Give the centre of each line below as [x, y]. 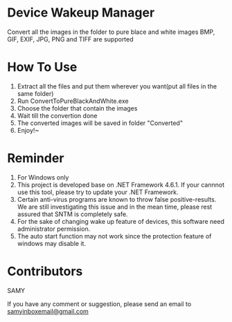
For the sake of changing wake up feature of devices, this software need [121, 221]
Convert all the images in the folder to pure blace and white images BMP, [111, 32]
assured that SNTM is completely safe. [72, 214]
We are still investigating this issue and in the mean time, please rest [115, 207]
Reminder [36, 159]
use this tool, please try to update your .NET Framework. [98, 192]
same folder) [35, 93]
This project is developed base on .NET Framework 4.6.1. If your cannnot [121, 184]
